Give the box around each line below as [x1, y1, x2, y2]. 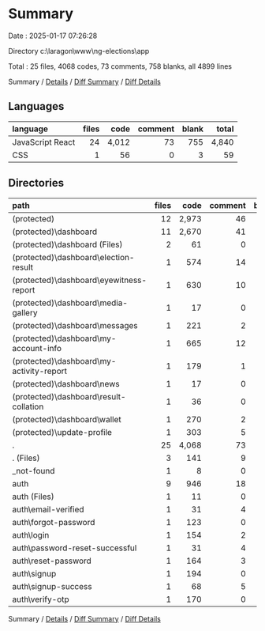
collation [12, 401, 44, 412]
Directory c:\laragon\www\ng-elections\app [8, 46, 150, 55]
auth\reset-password [12, 555, 92, 566]
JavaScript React [12, 136, 76, 147]
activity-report [12, 365, 67, 376]
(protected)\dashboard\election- [12, 251, 135, 263]
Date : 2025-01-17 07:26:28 [8, 31, 98, 40]
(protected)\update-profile [12, 426, 113, 437]
